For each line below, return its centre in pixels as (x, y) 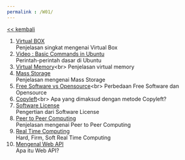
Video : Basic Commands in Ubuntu (60, 54)
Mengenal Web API (40, 144)
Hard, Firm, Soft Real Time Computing (63, 138)
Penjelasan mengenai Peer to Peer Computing (73, 124)
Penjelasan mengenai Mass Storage (60, 79)
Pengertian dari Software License (57, 112)
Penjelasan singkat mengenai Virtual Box (66, 47)
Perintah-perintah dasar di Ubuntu (59, 60)
